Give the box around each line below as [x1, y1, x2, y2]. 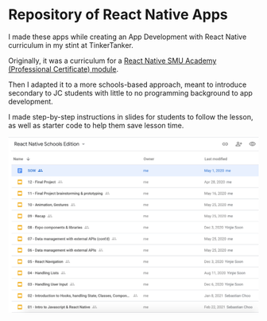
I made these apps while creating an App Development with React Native [8, 32, 247, 41]
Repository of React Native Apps [8, 6, 228, 24]
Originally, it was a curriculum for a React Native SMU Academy [8, 56, 217, 65]
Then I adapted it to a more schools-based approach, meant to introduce [8, 80, 247, 89]
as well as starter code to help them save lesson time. [8, 120, 184, 130]
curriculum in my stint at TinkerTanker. [8, 40, 133, 49]
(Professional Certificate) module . [8, 64, 119, 73]
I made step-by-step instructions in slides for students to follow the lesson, [8, 112, 253, 121]
